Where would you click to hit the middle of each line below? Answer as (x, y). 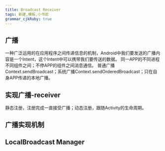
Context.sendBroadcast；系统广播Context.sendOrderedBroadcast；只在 (79, 72)
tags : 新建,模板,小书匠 (27, 14)
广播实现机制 (25, 125)
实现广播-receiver (33, 95)
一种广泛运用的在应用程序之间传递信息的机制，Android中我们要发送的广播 (81, 53)
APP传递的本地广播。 (31, 78)
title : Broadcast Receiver (33, 10)
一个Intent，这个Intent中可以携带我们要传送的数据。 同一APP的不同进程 (87, 59)
